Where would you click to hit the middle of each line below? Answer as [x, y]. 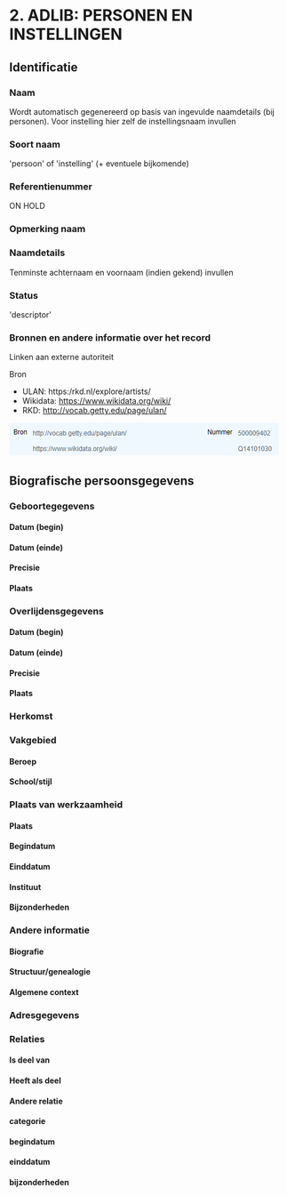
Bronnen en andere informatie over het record [110, 337]
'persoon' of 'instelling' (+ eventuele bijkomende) [99, 164]
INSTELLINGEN [66, 34]
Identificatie [44, 67]
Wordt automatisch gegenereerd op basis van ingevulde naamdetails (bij [142, 111]
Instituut [25, 887]
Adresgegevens [44, 1015]
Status [24, 295]
